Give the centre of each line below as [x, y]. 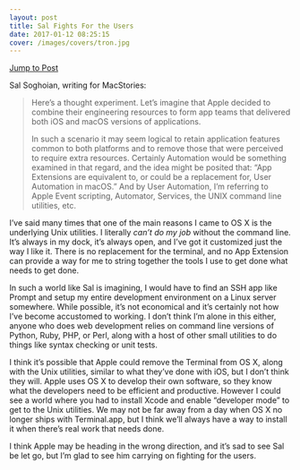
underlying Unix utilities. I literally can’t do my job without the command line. [150, 233]
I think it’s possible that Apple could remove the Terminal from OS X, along [146, 363]
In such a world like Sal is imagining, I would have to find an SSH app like [143, 288]
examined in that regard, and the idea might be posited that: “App [151, 167]
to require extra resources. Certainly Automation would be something [159, 158]
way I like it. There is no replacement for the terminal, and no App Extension [149, 252]
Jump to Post [34, 68]
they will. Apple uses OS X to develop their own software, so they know [141, 381]
